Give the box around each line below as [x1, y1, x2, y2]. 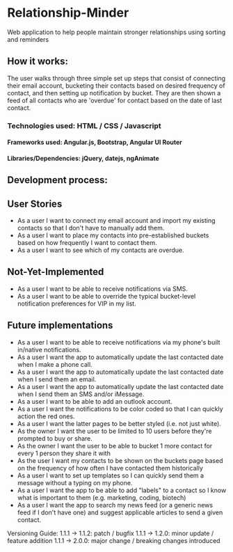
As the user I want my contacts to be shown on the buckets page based [17, 456, 223, 464]
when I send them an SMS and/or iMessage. [17, 390, 145, 398]
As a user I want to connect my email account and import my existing [17, 216, 216, 225]
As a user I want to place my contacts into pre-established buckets [17, 231, 209, 239]
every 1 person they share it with [17, 449, 111, 457]
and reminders [7, 35, 49, 43]
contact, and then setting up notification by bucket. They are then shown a [7, 88, 221, 97]
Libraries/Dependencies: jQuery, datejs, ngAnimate [7, 154, 160, 162]
